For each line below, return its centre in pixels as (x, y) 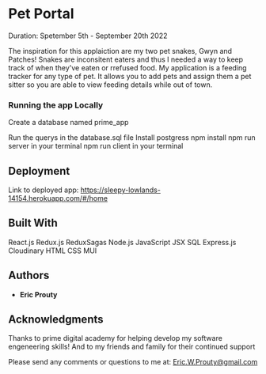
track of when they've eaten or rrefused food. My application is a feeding (127, 67)
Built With (33, 223)
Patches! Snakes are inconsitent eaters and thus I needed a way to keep (126, 59)
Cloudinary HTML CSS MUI (53, 251)
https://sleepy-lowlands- (120, 190)
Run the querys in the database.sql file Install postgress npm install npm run (132, 138)
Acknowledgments (56, 320)
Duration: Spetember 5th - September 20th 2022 (88, 36)
